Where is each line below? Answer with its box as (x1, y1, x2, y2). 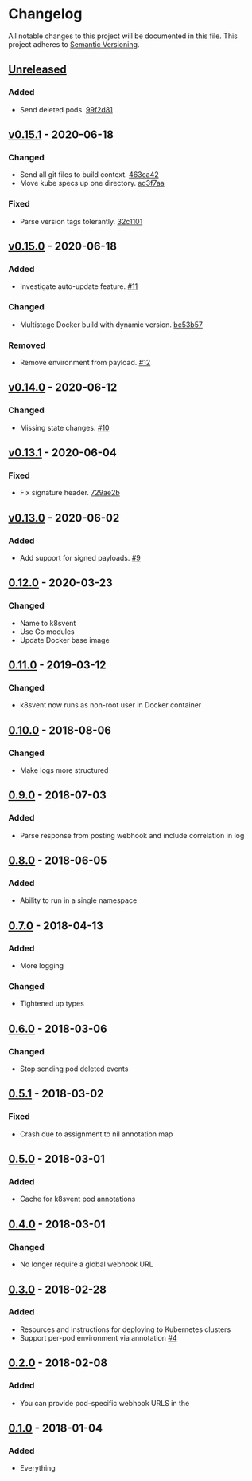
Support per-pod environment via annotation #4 (19, 1333, 177, 1342)
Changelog (8, 5, 83, 23)
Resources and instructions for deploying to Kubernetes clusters (19, 1325, 231, 1334)
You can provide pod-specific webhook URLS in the (19, 1398, 190, 1408)
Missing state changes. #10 (19, 423, 110, 432)
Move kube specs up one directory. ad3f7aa (19, 179, 165, 188)
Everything (19, 1463, 56, 1473)
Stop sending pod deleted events (19, 1064, 129, 1073)
